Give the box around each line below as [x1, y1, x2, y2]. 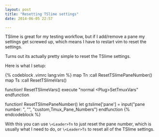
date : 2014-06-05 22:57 [5, 16, 53, 21]
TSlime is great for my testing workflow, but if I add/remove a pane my [5, 34, 145, 39]
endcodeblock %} [5, 112, 41, 118]
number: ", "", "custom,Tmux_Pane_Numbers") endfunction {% [5, 106, 130, 112]
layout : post [5, 7, 31, 12]
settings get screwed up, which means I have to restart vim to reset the [5, 39, 146, 45]
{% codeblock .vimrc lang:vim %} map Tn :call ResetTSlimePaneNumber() [5, 72, 152, 78]
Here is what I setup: [5, 63, 46, 68]
